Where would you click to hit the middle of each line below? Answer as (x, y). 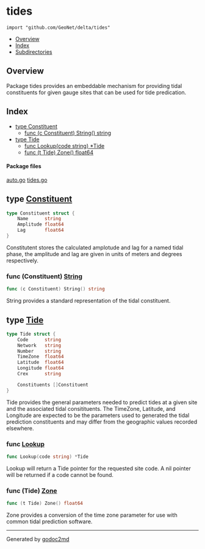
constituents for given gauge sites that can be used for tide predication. (96, 92)
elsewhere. (20, 428)
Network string (39, 345)
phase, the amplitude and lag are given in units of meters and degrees (94, 254)
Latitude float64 (41, 363)
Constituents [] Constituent (53, 385)
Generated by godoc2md (38, 539)
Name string (39, 219)
